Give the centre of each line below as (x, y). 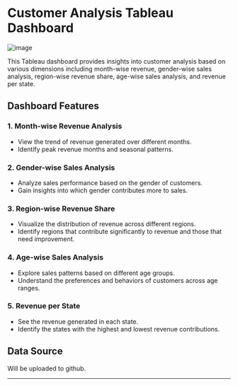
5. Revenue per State (44, 306)
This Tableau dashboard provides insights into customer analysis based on (117, 61)
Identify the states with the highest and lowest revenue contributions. (119, 329)
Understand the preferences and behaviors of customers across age (118, 280)
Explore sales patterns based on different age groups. (96, 273)
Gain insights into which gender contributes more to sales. (103, 190)
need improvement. (46, 239)
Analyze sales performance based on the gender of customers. (110, 182)
